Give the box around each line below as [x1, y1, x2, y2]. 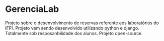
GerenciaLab [5, 3, 59, 15]
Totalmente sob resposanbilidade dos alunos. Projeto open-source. [5, 30, 143, 36]
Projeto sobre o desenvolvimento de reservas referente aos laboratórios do [5, 20, 159, 26]
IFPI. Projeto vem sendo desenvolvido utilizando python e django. [5, 25, 139, 31]
